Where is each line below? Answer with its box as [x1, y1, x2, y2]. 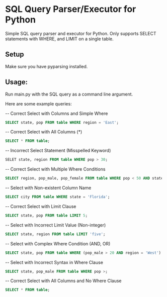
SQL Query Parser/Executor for [5, 3, 136, 15]
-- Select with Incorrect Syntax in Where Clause [5, 259, 103, 265]
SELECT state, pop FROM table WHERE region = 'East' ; [5, 120, 119, 125]
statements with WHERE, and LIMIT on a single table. [5, 36, 114, 42]
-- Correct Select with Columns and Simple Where [5, 110, 108, 116]
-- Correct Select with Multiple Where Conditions [5, 166, 106, 172]
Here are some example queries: [5, 100, 72, 106]
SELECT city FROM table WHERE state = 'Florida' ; [5, 195, 110, 199]
